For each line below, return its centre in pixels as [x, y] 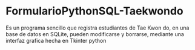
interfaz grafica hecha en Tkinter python [56, 40]
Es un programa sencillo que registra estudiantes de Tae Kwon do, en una [97, 28]
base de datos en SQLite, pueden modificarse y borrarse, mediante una [95, 34]
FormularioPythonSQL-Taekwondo [95, 11]
